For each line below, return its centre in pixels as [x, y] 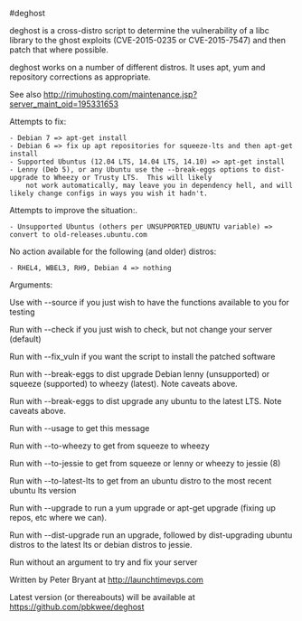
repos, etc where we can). [58, 517]
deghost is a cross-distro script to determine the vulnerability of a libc [139, 30]
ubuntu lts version [43, 490]
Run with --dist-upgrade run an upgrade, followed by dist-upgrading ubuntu [151, 535]
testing [22, 312]
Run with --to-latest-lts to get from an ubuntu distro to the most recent [141, 481]
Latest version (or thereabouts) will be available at [103, 597]
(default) [26, 339]
